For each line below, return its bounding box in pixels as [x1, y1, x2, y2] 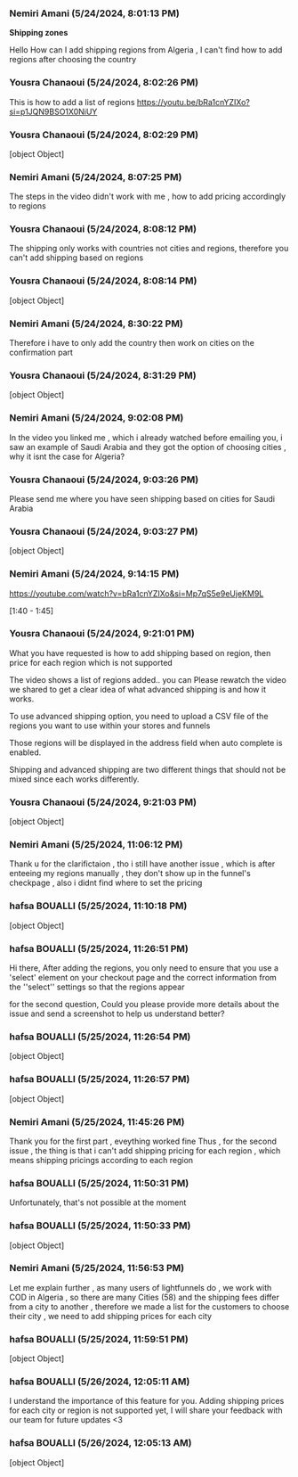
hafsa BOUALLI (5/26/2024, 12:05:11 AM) [9, 1375, 190, 1388]
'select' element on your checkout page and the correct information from [9, 972, 278, 983]
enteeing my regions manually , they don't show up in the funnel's [9, 868, 251, 879]
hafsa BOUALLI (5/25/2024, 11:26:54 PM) [9, 1030, 191, 1043]
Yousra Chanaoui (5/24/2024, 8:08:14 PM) [9, 275, 197, 287]
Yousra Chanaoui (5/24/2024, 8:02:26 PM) [9, 77, 198, 89]
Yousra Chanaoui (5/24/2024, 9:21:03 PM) [9, 796, 197, 808]
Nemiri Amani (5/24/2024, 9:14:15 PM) [9, 568, 180, 580]
